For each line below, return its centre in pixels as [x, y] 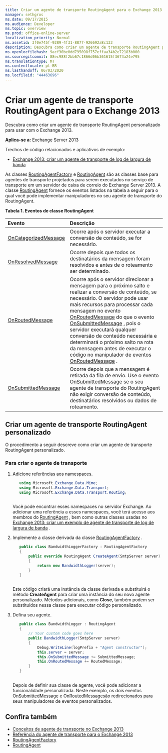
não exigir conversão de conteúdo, [110, 394]
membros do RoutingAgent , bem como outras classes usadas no [80, 517]
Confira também [31, 717]
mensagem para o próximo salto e [110, 285]
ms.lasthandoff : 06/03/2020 [34, 71]
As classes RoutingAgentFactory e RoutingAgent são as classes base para [82, 174]
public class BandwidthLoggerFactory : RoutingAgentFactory [83, 547]
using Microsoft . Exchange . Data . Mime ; [58, 483]
